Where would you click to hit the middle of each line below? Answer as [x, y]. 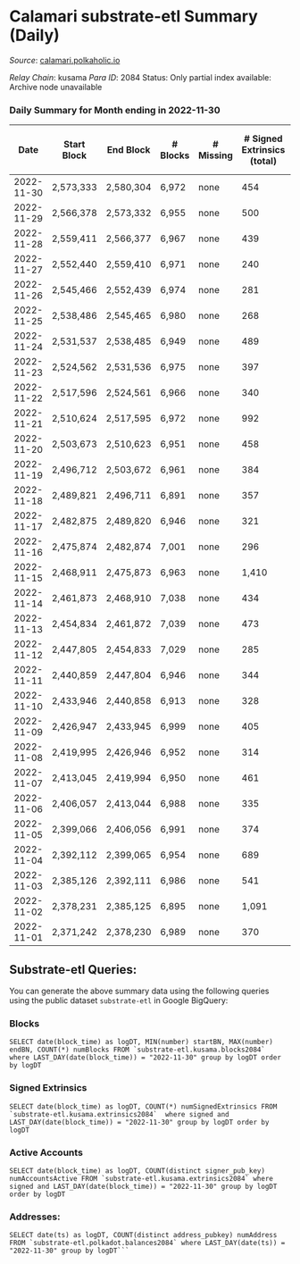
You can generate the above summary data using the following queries [139, 991]
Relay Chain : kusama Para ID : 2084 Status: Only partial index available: [141, 77]
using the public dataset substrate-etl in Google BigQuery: [119, 1000]
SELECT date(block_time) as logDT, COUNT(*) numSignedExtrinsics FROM [143, 1106]
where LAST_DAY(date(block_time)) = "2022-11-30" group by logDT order [145, 1058]
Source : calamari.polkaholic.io [65, 60]
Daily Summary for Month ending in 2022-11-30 [115, 110]
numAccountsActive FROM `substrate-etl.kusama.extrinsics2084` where [142, 1178]
